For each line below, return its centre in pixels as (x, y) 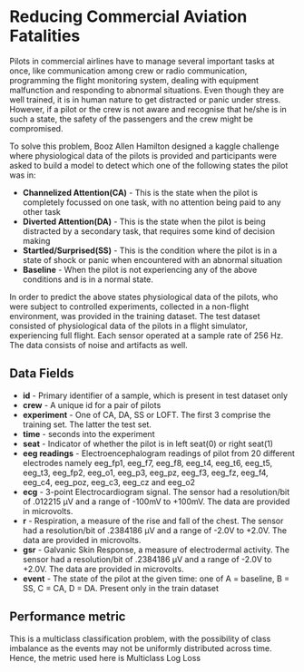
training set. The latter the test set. (87, 424)
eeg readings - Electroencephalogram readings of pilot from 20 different (158, 453)
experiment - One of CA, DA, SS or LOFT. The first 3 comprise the (147, 414)
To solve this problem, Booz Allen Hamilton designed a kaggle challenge (144, 146)
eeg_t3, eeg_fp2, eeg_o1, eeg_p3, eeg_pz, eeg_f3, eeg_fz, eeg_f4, (146, 472)
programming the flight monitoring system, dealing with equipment (134, 80)
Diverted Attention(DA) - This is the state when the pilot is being (144, 221)
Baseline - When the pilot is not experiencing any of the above (140, 269)
